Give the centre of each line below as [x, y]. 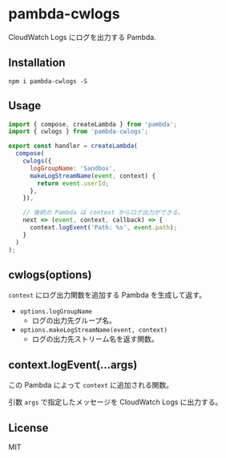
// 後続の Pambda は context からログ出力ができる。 [103, 213]
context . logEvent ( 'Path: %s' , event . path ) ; [103, 228]
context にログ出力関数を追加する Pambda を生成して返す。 [107, 295]
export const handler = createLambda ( [73, 146]
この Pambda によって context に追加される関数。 [91, 385]
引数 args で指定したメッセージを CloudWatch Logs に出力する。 [115, 402]
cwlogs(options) [50, 274]
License [28, 428]
